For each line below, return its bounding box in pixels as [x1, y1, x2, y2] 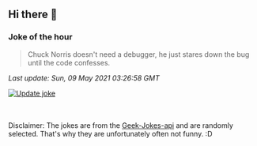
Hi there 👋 [8, 8, 58, 21]
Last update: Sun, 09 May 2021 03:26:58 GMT [8, 73, 160, 83]
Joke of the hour [8, 32, 73, 43]
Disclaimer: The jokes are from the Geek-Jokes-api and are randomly [8, 120, 233, 130]
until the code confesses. [27, 58, 111, 67]
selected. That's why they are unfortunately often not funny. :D [8, 129, 213, 138]
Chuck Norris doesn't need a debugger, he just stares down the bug [27, 49, 250, 59]
